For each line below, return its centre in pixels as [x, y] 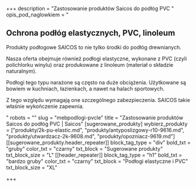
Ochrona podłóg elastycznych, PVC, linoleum [91, 33]
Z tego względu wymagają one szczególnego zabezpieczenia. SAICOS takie [98, 100]
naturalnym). [21, 71]
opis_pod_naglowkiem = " [37, 15]
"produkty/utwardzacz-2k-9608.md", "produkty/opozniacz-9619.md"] [91, 136]
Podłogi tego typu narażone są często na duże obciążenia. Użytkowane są [96, 82]
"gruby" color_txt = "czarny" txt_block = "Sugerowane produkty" [85, 148]
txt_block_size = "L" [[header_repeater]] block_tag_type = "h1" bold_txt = [94, 155]
